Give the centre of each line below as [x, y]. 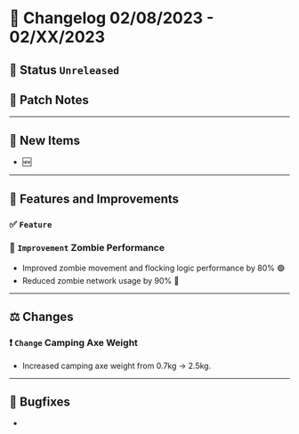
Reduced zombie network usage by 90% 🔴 [101, 280]
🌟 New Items [44, 140]
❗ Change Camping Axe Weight [73, 343]
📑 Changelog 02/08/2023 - [112, 18]
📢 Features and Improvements [94, 199]
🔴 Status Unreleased [65, 70]
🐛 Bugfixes [40, 402]
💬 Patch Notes [49, 100]
